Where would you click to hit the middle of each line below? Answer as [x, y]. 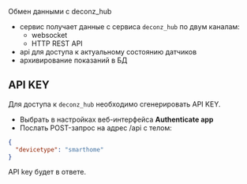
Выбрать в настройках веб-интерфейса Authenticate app [116, 119]
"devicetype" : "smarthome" [60, 149]
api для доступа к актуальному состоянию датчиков [108, 52]
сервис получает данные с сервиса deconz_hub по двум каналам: [130, 26]
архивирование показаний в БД [73, 60]
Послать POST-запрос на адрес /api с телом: [95, 128]
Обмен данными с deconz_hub [60, 11]
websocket [49, 35]
